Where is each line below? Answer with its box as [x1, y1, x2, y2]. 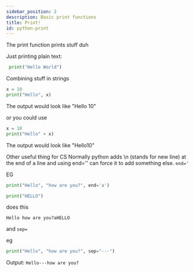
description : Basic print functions [6, 14, 96, 20]
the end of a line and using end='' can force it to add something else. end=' [6, 159, 189, 166]
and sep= [6, 225, 28, 232]
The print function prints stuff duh [6, 41, 89, 48]
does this [6, 203, 29, 211]
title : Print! [6, 20, 41, 25]
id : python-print [6, 25, 49, 31]
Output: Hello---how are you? [6, 259, 79, 266]
